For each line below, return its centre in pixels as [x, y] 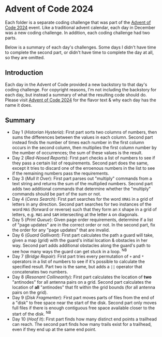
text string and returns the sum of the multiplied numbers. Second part [82, 183]
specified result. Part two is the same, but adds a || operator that [77, 267]
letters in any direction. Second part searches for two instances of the [82, 204]
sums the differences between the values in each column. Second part [82, 137]
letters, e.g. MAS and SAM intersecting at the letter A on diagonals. [75, 214]
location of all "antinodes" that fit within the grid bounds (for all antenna [84, 288]
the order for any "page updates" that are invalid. [61, 230]
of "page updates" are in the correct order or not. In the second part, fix [84, 225]
